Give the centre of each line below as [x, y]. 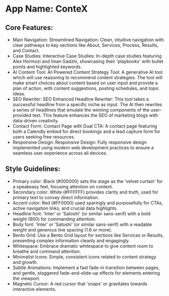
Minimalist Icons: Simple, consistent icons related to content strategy [84, 256]
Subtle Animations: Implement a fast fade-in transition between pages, [86, 268]
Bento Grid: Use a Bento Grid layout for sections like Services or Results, [88, 235]
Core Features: [29, 28]
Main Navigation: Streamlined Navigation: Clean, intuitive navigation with [88, 40]
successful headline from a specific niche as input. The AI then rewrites [87, 104]
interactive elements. [34, 289]
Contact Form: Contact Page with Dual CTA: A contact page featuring [85, 126]
